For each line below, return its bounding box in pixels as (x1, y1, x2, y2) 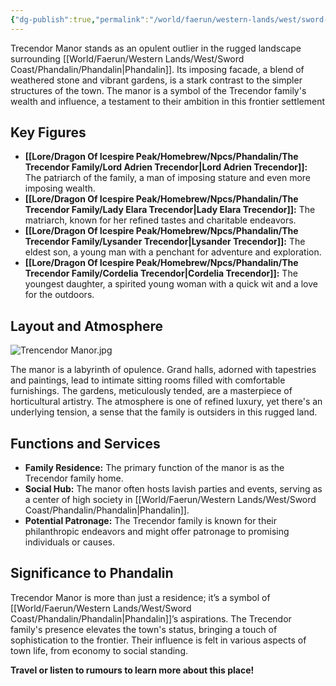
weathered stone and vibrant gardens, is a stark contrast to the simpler (10, 74, 303, 86)
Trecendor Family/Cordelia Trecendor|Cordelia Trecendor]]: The (24, 267, 298, 280)
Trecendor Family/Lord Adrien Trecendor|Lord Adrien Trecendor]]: (24, 161, 308, 173)
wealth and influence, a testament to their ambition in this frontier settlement (10, 95, 325, 107)
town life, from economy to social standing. (10, 644, 188, 656)
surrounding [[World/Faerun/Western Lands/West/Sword (10, 52, 245, 65)
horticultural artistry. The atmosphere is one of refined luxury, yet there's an (10, 396, 323, 408)
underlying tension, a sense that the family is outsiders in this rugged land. (10, 406, 318, 418)
